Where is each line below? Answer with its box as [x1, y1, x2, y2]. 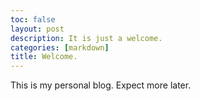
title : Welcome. [10, 52, 78, 62]
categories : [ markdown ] [10, 42, 110, 53]
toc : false [10, 14, 56, 25]
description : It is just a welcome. [10, 33, 163, 43]
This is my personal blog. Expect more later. [10, 79, 192, 91]
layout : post [10, 24, 65, 34]
